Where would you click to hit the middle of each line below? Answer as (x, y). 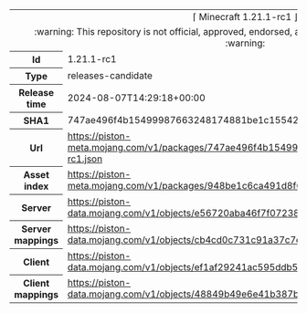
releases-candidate (110, 75)
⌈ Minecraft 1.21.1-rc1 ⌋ (246, 17)
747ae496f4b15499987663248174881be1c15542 (183, 120)
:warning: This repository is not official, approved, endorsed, (163, 31)
